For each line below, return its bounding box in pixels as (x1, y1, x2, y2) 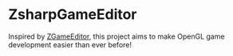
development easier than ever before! (8, 39, 132, 49)
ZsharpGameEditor (8, 6, 137, 24)
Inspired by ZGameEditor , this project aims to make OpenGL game (8, 32, 225, 41)
